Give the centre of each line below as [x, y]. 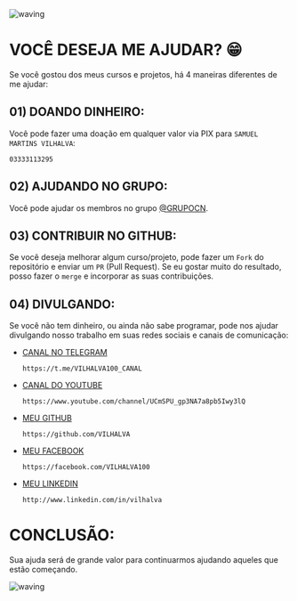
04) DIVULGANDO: [62, 304]
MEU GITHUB [47, 418]
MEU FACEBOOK [53, 451]
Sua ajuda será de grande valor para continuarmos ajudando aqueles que [144, 560]
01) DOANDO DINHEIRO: [77, 112]
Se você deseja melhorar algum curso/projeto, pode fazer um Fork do [136, 257]
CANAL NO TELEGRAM [65, 353]
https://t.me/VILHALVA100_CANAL [82, 369]
